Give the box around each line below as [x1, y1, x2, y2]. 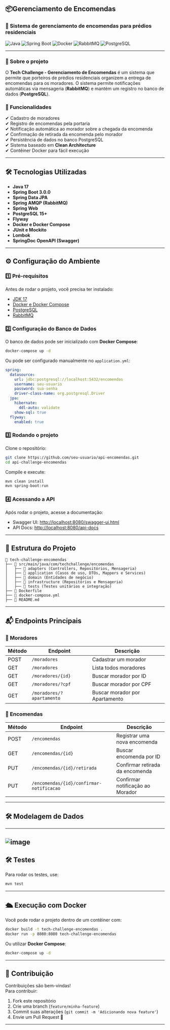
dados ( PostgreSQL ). [5, 91, 50, 97]
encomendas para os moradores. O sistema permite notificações [5, 80, 141, 86]
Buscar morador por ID [92, 672, 147, 680]
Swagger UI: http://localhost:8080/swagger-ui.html [12, 519, 120, 525]
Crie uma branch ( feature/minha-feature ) [12, 1003, 100, 1010]
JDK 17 [12, 296, 27, 302]
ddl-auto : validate [18, 405, 60, 410]
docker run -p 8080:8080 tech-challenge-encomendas [5, 931, 116, 937]
